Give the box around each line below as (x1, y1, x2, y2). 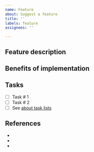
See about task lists (12, 105, 52, 110)
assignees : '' (5, 25, 34, 30)
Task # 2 (12, 99, 30, 105)
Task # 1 (12, 94, 29, 100)
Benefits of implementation (5, 64, 90, 72)
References (5, 119, 41, 128)
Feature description (5, 47, 66, 56)
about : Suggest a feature (5, 12, 57, 17)
